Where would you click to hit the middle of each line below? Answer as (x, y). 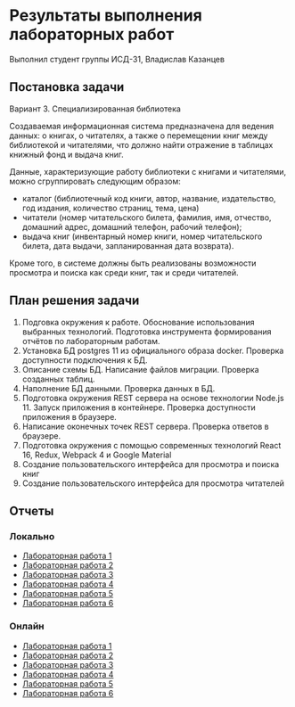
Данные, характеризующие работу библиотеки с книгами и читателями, (148, 171)
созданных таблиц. (58, 379)
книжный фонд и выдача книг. (67, 154)
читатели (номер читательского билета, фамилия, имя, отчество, (147, 217)
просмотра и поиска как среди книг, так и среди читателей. (124, 272)
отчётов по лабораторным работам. (91, 341)
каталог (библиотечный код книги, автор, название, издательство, (149, 198)
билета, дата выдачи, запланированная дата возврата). (128, 245)
